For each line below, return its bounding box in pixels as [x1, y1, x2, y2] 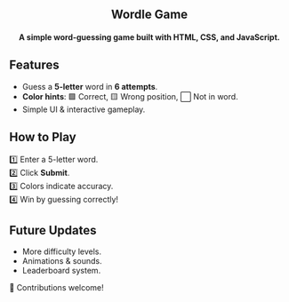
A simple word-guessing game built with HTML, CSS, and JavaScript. [19, 31, 280, 43]
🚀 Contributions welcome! [9, 282, 104, 293]
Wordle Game [110, 7, 189, 22]
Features [9, 58, 60, 73]
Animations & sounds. [21, 256, 102, 266]
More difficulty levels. [21, 246, 102, 257]
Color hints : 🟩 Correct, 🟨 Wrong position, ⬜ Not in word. [21, 91, 238, 101]
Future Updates [9, 223, 97, 238]
